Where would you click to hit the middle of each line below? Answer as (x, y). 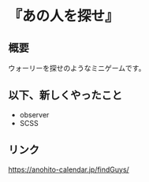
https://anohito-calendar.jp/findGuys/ (69, 169)
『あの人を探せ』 (64, 16)
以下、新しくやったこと (65, 95)
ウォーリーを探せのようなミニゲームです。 (77, 68)
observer (34, 114)
